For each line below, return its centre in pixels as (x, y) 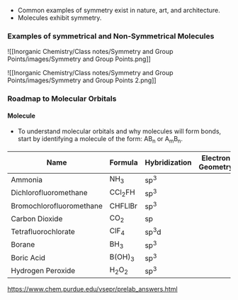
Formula (124, 162)
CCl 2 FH (123, 193)
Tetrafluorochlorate (43, 232)
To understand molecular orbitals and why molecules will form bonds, (119, 131)
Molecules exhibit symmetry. (59, 18)
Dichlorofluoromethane (49, 193)
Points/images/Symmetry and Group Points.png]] (79, 59)
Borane (23, 245)
